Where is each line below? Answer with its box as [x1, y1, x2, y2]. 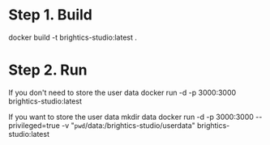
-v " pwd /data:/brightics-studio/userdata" [61, 120, 196, 130]
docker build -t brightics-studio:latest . [8, 32, 138, 42]
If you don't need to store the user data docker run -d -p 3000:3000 [8, 87, 237, 97]
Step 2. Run [8, 61, 88, 79]
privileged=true [8, 120, 61, 130]
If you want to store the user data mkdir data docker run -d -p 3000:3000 [8, 112, 254, 122]
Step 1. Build [8, 6, 93, 24]
